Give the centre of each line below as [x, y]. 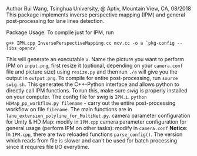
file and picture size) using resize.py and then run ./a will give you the [92, 72]
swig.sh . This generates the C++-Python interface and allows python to [93, 84]
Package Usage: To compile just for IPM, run [60, 32]
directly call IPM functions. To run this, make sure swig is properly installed [97, 90]
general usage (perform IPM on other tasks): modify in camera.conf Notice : [97, 128]
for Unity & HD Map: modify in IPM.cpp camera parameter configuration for [96, 122]
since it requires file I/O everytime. [48, 147]
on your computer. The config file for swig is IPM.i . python [76, 97]
